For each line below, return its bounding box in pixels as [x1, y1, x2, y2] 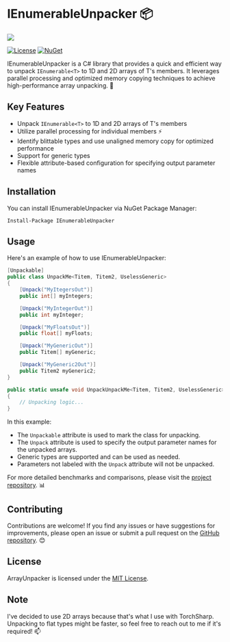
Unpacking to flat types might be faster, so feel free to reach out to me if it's [7, 619, 221, 628]
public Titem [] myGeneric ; [19, 349, 97, 356]
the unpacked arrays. [16, 446, 77, 454]
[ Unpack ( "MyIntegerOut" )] [19, 305, 94, 312]
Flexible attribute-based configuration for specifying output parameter [16, 159, 216, 167]
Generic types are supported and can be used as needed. [16, 453, 181, 461]
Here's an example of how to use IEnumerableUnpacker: [7, 254, 166, 262]
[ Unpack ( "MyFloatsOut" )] [19, 324, 90, 331]
